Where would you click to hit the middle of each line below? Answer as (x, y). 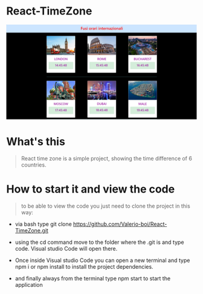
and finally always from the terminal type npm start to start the (93, 278)
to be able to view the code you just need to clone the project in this (105, 206)
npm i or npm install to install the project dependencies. (84, 266)
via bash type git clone (43, 224)
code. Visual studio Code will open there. (66, 248)
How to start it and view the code (91, 189)
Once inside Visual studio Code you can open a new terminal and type (102, 260)
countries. (34, 165)
